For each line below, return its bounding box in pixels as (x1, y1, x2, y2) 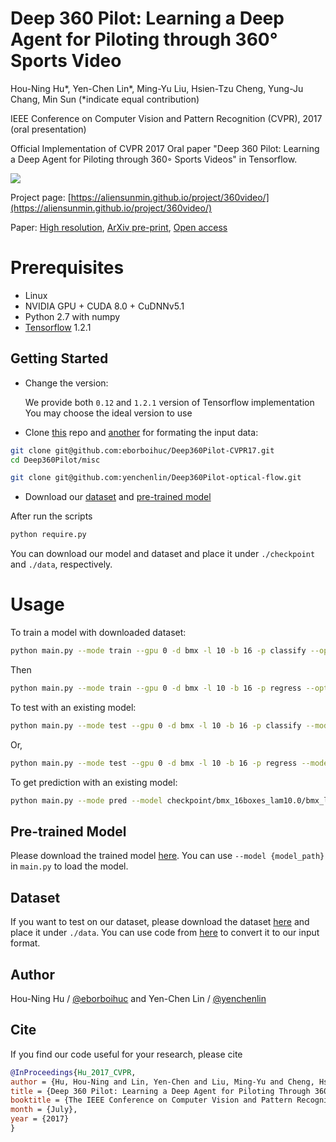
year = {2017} (10, 1114, 70, 1124)
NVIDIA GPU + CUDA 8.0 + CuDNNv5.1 (24, 300, 185, 312)
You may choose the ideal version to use (24, 407, 193, 419)
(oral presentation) (10, 123, 87, 135)
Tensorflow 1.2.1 (24, 321, 92, 333)
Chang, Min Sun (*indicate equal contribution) (10, 93, 200, 105)
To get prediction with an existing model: (10, 776, 178, 788)
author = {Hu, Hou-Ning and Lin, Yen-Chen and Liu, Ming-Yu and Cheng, (10, 1077, 315, 1087)
